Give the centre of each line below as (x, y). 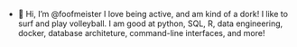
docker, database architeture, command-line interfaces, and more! (141, 33)
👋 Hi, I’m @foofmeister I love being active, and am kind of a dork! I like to (153, 14)
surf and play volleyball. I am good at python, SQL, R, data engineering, (150, 23)
